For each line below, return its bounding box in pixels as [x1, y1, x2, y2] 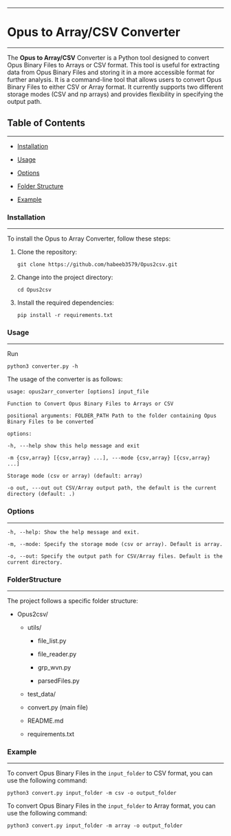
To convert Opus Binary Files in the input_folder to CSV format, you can [7, 769, 213, 778]
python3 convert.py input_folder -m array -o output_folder [7, 822, 184, 829]
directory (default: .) [7, 491, 76, 498]
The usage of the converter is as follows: [7, 375, 123, 384]
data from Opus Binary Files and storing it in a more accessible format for [7, 68, 215, 76]
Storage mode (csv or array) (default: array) [7, 472, 143, 480]
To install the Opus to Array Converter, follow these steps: [7, 234, 170, 243]
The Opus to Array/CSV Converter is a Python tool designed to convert [7, 53, 210, 62]
